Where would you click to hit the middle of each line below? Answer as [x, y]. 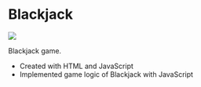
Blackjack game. [35, 51]
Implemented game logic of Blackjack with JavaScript [106, 74]
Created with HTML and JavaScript [76, 66]
